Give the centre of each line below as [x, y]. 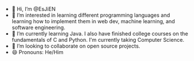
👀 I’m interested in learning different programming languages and [91, 15]
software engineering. [39, 27]
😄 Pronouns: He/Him [37, 52]
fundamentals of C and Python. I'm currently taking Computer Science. [98, 40]
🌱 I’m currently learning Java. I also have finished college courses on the [100, 34]
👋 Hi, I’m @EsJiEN [34, 9]
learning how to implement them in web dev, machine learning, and [93, 21]
